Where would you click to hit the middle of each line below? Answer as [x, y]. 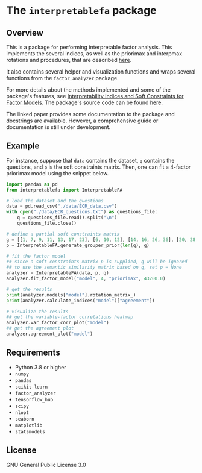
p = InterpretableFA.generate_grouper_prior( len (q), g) [78, 245]
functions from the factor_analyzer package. [62, 78]
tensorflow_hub [34, 399]
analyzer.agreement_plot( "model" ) [50, 334]
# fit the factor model [36, 256]
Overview [25, 33]
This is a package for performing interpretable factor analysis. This [89, 47]
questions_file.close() [47, 224]
